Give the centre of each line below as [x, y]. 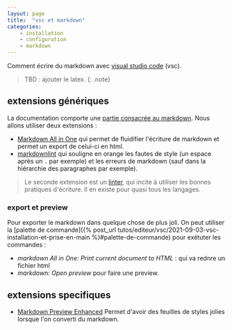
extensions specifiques [59, 295]
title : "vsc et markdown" [46, 20]
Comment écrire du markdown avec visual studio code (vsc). [94, 66]
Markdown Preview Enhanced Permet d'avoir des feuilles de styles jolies [121, 311]
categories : [24, 26]
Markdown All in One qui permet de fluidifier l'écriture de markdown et [118, 139]
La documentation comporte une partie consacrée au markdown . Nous [109, 118]
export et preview [38, 207]
